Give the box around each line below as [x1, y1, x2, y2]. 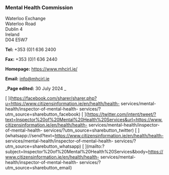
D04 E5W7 [5, 37, 28, 43]
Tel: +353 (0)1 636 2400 [5, 47, 56, 53]
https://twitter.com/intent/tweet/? [88, 111, 156, 117]
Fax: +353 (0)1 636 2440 [5, 56, 58, 62]
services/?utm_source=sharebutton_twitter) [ [43, 127, 137, 133]
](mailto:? [85, 143, 105, 149]
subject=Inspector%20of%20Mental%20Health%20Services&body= [5, 149, 148, 155]
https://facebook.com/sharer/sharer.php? [11, 95, 97, 102]
